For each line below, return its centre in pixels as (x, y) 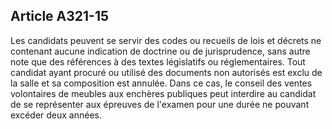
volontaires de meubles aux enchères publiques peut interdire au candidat (163, 93)
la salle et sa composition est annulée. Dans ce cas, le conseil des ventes (161, 83)
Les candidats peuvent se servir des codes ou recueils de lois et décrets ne (166, 40)
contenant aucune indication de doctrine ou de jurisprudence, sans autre (160, 51)
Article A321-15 (60, 16)
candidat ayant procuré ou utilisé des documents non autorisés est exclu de (166, 72)
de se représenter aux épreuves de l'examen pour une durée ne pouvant (160, 104)
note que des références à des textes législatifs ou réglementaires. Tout (158, 61)
